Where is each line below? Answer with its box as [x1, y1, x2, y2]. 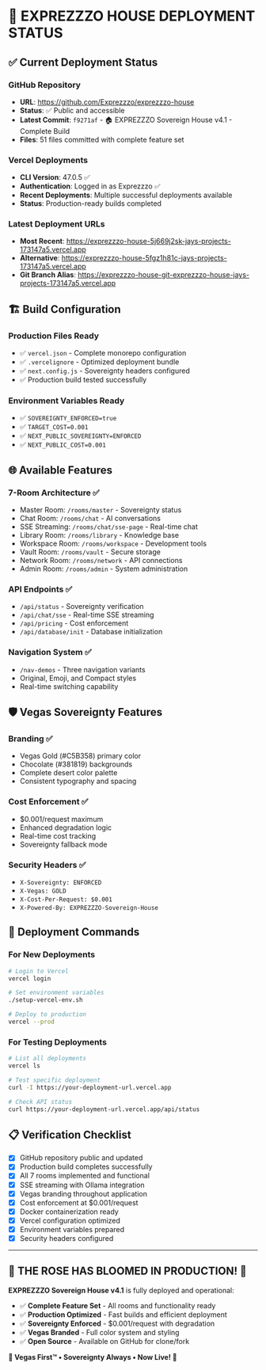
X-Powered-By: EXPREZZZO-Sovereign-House [19, 904, 158, 912]
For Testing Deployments [8, 1037, 107, 1048]
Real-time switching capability [19, 681, 119, 691]
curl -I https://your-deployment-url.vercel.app [8, 1083, 172, 1091]
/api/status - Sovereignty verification [19, 602, 144, 611]
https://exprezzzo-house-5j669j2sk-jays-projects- [66, 237, 231, 246]
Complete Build [19, 126, 70, 135]
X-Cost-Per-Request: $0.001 [19, 896, 112, 904]
